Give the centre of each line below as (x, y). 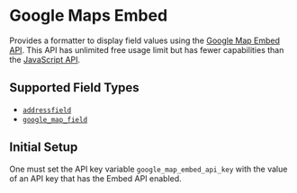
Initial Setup (44, 148)
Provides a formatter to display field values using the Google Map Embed (145, 40)
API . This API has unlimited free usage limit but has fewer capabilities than (147, 49)
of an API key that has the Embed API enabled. (95, 178)
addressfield (47, 110)
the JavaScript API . (45, 59)
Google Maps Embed (89, 16)
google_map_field (55, 119)
